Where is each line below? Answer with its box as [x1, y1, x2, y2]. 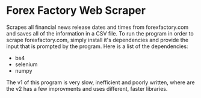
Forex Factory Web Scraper [6, 4, 146, 17]
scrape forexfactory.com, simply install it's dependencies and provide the [6, 36, 188, 43]
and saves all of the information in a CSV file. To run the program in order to [6, 29, 194, 37]
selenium [14, 61, 38, 68]
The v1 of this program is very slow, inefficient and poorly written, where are [6, 79, 195, 86]
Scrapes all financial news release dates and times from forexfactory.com [6, 23, 189, 31]
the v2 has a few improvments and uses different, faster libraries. [6, 85, 168, 92]
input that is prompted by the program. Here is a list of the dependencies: [6, 43, 188, 50]
